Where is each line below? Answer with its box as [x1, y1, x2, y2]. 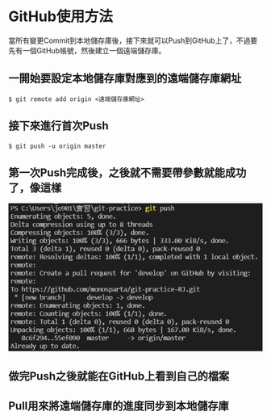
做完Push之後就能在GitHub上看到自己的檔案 [8, 369, 230, 383]
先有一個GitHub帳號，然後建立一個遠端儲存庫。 [8, 45, 166, 55]
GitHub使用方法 [8, 7, 113, 26]
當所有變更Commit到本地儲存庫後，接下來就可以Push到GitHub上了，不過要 [8, 36, 258, 45]
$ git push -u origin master [8, 142, 106, 150]
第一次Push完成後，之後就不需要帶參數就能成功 [8, 166, 247, 179]
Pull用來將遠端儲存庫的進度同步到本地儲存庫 [8, 399, 230, 413]
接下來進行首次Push [8, 119, 109, 133]
